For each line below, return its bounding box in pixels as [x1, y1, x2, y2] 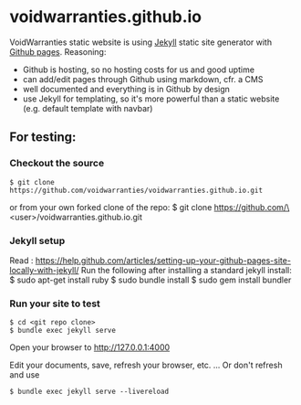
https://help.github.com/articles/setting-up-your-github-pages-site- [35, 254, 292, 266]
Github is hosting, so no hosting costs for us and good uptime [22, 64, 255, 75]
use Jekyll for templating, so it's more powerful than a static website [22, 93, 280, 104]
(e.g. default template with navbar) [22, 102, 153, 113]
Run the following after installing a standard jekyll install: [80, 264, 292, 275]
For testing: [9, 130, 77, 145]
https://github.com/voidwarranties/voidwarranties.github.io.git [9, 186, 263, 195]
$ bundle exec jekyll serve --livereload [9, 387, 170, 397]
